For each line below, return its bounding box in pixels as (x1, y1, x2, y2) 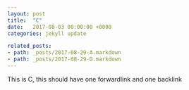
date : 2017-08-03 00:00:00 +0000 (7, 23, 112, 30)
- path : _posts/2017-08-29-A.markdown (7, 49, 121, 56)
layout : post (7, 10, 46, 18)
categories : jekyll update (7, 30, 87, 37)
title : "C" (7, 17, 42, 24)
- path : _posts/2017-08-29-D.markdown (7, 56, 121, 63)
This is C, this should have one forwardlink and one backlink (7, 75, 182, 83)
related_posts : (7, 43, 52, 50)
